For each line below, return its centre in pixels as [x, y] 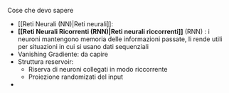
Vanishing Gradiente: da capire [63, 54]
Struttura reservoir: [46, 62]
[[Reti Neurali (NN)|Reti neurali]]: [65, 24]
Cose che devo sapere [41, 10]
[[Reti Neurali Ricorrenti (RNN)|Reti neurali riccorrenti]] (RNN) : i [113, 32]
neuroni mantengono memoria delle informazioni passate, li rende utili [120, 39]
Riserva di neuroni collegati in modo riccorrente [98, 69]
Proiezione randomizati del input [75, 77]
